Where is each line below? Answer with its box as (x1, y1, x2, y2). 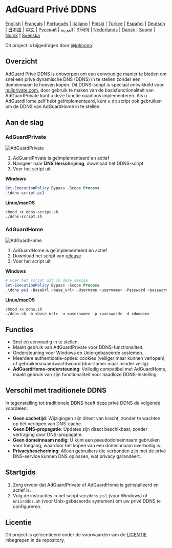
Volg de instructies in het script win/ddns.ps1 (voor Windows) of (12, 492, 148, 498)
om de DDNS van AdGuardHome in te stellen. (5, 103, 101, 109)
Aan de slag (5, 118, 44, 127)
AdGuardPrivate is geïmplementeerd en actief (12, 155, 110, 161)
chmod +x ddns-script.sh (5, 210, 58, 215)
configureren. (12, 503, 42, 510)
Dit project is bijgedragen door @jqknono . (5, 42, 94, 48)
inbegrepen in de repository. (5, 537, 65, 543)
